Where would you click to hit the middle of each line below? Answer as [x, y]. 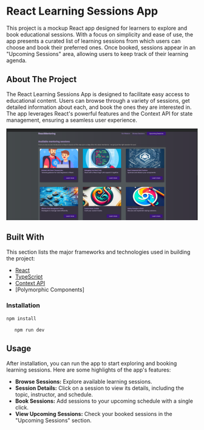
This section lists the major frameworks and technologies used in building [98, 252]
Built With [25, 238]
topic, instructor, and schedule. [54, 394]
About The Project [42, 79]
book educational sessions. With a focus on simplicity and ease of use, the [100, 34]
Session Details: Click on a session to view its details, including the [99, 388]
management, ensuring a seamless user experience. [72, 120]
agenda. [17, 60]
